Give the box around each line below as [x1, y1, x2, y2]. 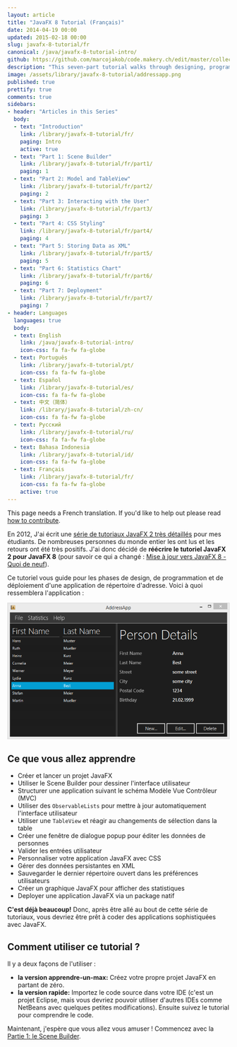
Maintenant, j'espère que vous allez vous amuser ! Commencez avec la [7, 1024, 214, 1033]
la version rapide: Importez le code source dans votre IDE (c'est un [17, 988, 214, 997]
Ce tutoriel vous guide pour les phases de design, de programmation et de [7, 573, 224, 582]
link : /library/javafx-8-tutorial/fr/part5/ [20, 249, 153, 257]
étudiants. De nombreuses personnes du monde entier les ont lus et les [7, 537, 215, 545]
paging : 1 [20, 168, 49, 175]
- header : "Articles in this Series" [7, 108, 119, 116]
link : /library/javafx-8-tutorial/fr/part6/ [20, 272, 153, 279]
